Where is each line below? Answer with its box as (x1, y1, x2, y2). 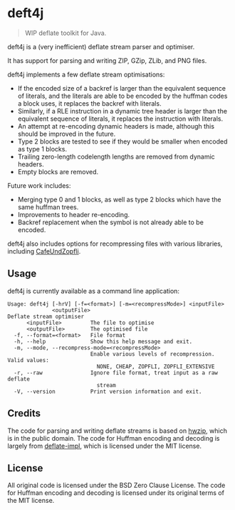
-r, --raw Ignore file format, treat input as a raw (14, 369, 219, 376)
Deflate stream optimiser (7, 313, 84, 320)
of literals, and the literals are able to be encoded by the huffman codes (17, 91, 228, 100)
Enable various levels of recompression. (90, 350, 215, 358)
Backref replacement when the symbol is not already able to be (17, 218, 204, 226)
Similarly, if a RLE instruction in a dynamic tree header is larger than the (17, 106, 228, 115)
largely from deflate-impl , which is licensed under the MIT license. (7, 441, 202, 450)
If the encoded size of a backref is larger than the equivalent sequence (17, 84, 226, 92)
